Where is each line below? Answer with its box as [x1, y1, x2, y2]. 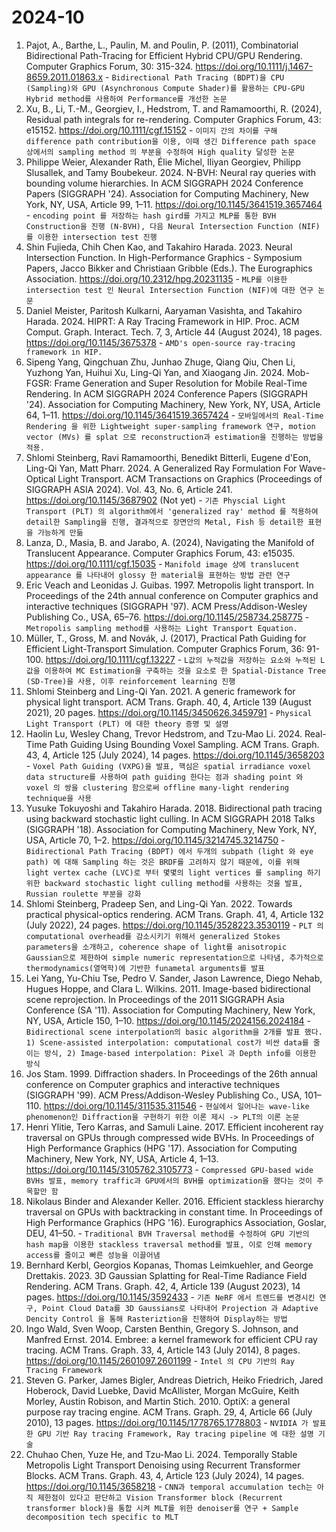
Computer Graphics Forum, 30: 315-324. [25, 60, 194, 72]
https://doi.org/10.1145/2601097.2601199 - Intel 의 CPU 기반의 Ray [25, 1354, 296, 1366]
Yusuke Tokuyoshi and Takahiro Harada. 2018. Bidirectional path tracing [25, 802, 323, 814]
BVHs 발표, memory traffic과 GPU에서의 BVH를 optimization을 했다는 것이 [25, 1176, 313, 1186]
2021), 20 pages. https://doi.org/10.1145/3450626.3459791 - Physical [25, 706, 313, 718]
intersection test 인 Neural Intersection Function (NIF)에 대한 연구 [25, 285, 314, 295]
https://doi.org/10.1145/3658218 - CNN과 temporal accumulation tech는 [25, 1480, 313, 1492]
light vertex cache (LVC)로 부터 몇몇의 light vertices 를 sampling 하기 [25, 867, 321, 878]
